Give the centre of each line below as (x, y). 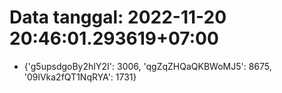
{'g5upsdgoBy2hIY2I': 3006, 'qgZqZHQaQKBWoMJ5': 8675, (147, 66)
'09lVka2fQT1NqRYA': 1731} (80, 77)
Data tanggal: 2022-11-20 (118, 17)
